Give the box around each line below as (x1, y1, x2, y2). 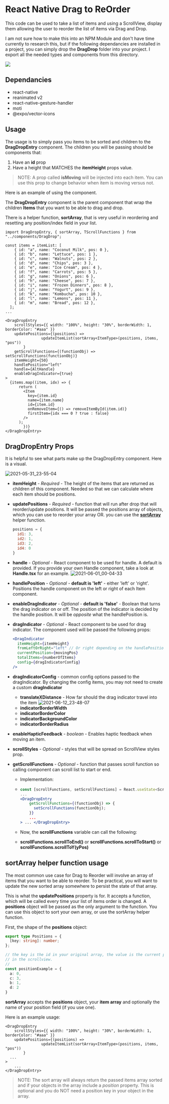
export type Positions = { (5, 934, 62, 939)
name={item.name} (27, 398, 64, 403)
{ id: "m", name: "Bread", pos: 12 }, (14, 300, 96, 305)
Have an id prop (12, 159, 46, 165)
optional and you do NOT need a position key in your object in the (17, 1088, 154, 1094)
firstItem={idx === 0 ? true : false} (27, 411, 109, 416)
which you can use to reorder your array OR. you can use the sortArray (12, 512, 161, 518)
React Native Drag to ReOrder (5, 4, 131, 15)
